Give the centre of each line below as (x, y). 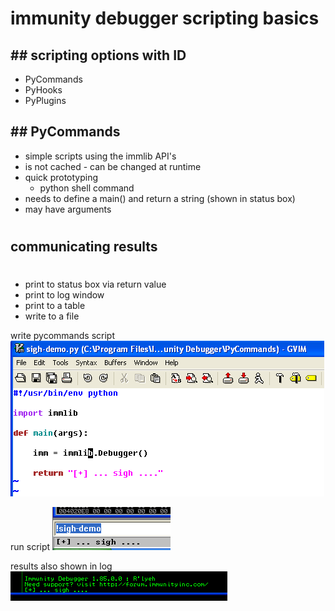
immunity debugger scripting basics (165, 18)
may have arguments (68, 209)
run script (30, 547)
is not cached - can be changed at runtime (113, 166)
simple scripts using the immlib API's (100, 156)
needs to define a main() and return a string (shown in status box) (160, 198)
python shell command (87, 188)
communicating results (84, 246)
